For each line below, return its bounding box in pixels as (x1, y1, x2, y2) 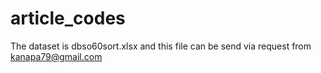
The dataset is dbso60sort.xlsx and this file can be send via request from (10, 40, 312, 52)
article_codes (10, 7, 126, 30)
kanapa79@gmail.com (10, 50, 103, 62)
